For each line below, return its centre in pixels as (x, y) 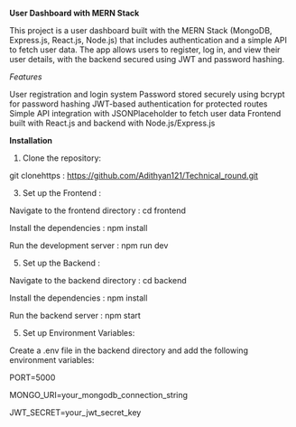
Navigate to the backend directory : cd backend (98, 280)
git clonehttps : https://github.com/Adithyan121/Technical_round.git (134, 176)
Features (26, 77)
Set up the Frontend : (62, 193)
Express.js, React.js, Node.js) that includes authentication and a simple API (148, 40)
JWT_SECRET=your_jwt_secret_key (75, 413)
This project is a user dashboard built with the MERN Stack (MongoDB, (141, 30)
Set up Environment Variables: (79, 333)
